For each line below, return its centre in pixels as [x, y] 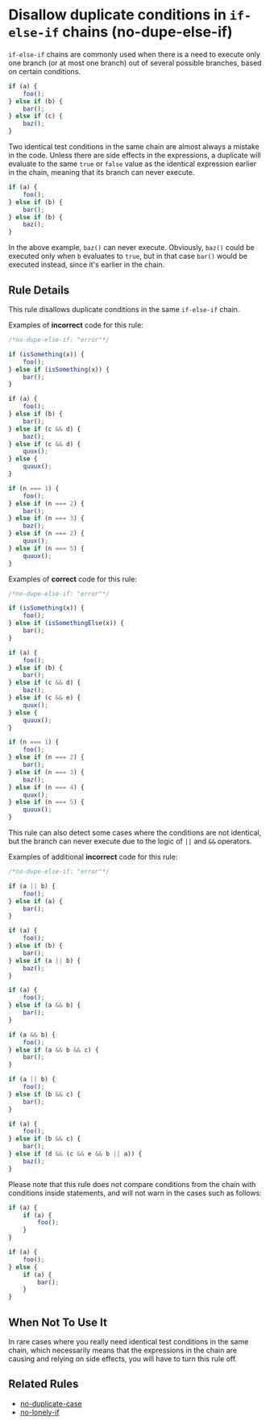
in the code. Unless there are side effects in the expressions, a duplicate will [135, 156]
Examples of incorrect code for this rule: [76, 325]
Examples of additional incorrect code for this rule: [93, 857]
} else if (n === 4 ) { [46, 787]
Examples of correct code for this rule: [73, 579]
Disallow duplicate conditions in [118, 15]
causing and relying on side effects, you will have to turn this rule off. [123, 1358]
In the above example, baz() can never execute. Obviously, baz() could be [132, 248]
